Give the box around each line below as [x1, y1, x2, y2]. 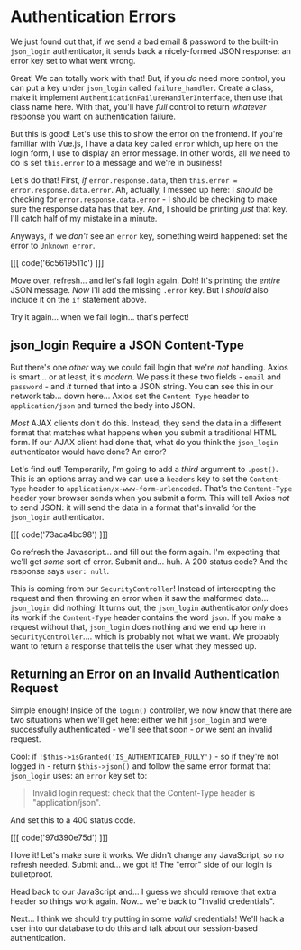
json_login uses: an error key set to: [10, 770, 148, 781]
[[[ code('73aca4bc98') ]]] [10, 529, 109, 540]
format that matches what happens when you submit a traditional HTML [10, 426, 278, 438]
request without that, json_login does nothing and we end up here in [10, 621, 266, 632]
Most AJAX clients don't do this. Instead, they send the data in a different [10, 417, 282, 428]
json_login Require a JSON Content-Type [10, 338, 244, 353]
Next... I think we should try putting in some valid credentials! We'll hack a [10, 913, 285, 924]
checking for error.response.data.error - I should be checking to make [10, 194, 278, 205]
